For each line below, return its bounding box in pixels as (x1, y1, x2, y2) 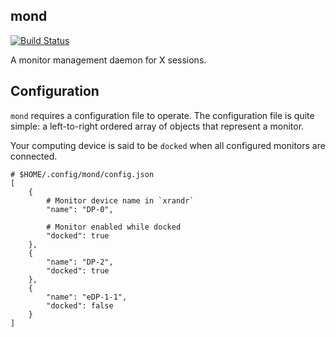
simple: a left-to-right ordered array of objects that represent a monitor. (10, 120, 305, 132)
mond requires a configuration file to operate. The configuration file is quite (10, 109, 315, 121)
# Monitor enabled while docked (46, 222, 182, 232)
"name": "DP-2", (46, 257, 114, 267)
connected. (10, 150, 58, 162)
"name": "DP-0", (46, 204, 114, 214)
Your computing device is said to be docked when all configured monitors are (10, 139, 326, 151)
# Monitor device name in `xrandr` (46, 195, 195, 206)
